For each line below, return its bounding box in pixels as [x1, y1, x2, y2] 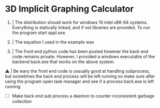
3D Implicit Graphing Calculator [5, 3, 134, 15]
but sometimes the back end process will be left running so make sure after [5, 73, 156, 79]
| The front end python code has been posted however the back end [12, 48, 148, 54]
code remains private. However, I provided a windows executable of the [12, 53, 155, 59]
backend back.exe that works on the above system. [12, 59, 115, 64]
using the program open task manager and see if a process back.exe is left [5, 78, 154, 84]
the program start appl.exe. [12, 30, 67, 35]
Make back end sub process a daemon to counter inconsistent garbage [12, 93, 155, 99]
